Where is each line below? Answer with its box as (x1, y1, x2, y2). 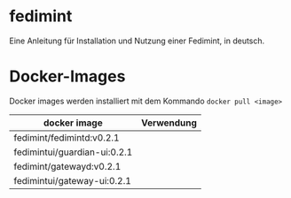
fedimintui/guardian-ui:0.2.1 (13, 146, 133, 158)
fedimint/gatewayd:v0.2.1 (13, 160, 122, 172)
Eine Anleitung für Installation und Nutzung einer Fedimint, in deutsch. (9, 35, 265, 46)
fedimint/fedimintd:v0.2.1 (13, 131, 120, 143)
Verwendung (140, 117, 198, 129)
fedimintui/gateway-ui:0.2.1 (13, 174, 131, 187)
